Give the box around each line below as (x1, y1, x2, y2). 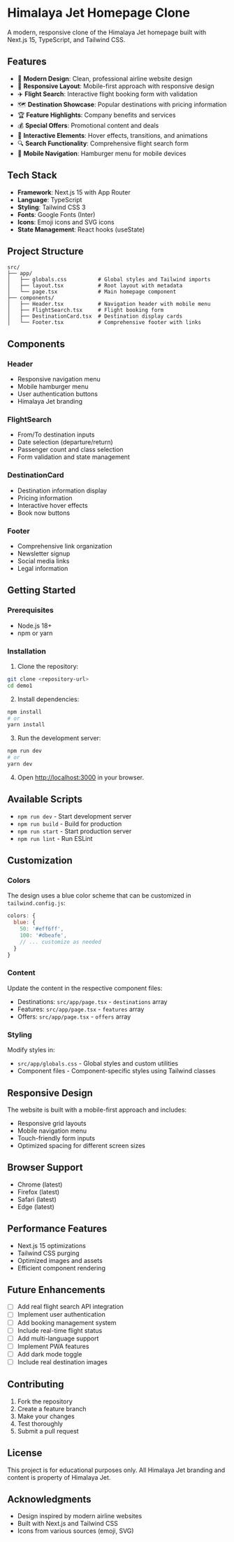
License (7, 1447, 43, 1459)
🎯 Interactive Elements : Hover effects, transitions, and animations (17, 131, 208, 139)
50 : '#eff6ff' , (20, 926, 64, 933)
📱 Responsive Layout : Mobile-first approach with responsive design (17, 82, 214, 90)
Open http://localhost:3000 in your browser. (17, 773, 145, 781)
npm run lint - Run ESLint (17, 834, 93, 842)
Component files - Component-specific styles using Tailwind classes (17, 1067, 216, 1075)
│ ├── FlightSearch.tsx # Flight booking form (7, 306, 164, 314)
